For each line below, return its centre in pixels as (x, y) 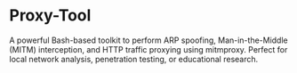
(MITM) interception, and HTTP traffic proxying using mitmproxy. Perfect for (148, 49)
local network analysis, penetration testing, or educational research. (134, 59)
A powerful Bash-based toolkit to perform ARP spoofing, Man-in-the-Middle (148, 40)
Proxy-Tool (50, 16)
